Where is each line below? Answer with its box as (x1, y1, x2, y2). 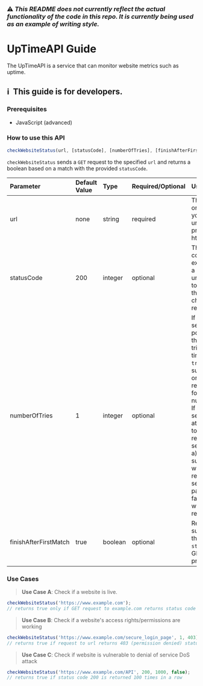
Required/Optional (131, 182, 186, 190)
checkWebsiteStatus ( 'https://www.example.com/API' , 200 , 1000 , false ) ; (7, 669, 190, 675)
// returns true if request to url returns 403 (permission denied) (7, 640, 183, 646)
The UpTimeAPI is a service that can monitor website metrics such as (7, 62, 180, 69)
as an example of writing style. (7, 20, 100, 28)
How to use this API (7, 134, 65, 142)
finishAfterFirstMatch (10, 538, 70, 546)
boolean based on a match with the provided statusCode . (7, 164, 148, 172)
